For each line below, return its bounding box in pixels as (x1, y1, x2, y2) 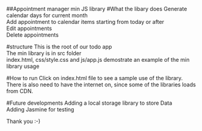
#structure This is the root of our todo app (6, 43, 112, 50)
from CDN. (6, 88, 34, 94)
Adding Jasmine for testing (6, 106, 74, 113)
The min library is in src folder (6, 50, 82, 57)
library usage (6, 62, 40, 70)
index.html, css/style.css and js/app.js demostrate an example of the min (6, 56, 190, 63)
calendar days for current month (6, 12, 88, 19)
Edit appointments (6, 24, 52, 32)
